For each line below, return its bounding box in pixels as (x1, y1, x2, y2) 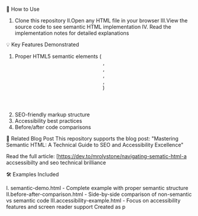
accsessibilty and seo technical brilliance (6, 159, 106, 166)
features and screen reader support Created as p (6, 204, 126, 210)
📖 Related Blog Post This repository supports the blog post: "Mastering (6, 135, 179, 142)
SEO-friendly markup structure (14, 111, 90, 118)
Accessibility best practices (14, 117, 83, 124)
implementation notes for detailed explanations (14, 30, 129, 37)
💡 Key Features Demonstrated (6, 41, 80, 48)
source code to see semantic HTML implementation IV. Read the (14, 24, 171, 30)
